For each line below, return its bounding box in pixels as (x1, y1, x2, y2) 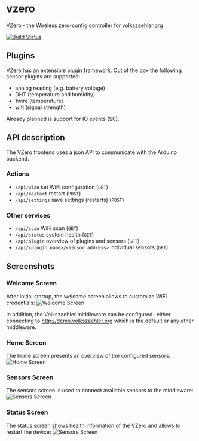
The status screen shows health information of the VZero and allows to (6, 422, 181, 429)
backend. (6, 155, 29, 162)
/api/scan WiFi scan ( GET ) (14, 225, 79, 232)
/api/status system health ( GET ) (14, 231, 94, 238)
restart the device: (6, 428, 51, 436)
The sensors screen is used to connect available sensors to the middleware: (6, 387, 194, 394)
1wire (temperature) (14, 97, 64, 104)
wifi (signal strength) (14, 104, 66, 111)
